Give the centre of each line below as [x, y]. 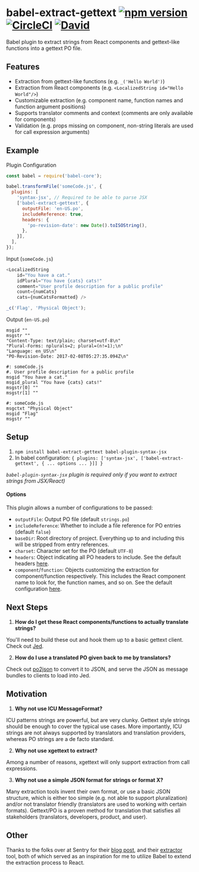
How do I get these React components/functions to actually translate [102, 621]
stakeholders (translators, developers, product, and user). [77, 817]
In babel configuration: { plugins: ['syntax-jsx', [76, 458]
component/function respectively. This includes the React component [100, 576]
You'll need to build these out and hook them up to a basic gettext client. [95, 639]
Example [23, 151]
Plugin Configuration [31, 165]
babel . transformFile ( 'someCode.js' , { [54, 187]
